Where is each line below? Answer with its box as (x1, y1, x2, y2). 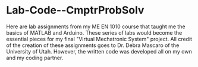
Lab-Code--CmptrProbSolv (6, 4, 144, 17)
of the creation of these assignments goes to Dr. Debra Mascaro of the (6, 42, 180, 49)
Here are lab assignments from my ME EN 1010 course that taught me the (6, 23, 186, 30)
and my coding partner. (6, 54, 64, 61)
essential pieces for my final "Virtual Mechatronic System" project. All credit (6, 35, 192, 42)
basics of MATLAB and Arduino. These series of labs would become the (6, 29, 183, 36)
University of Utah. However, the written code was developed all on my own (6, 48, 192, 55)
